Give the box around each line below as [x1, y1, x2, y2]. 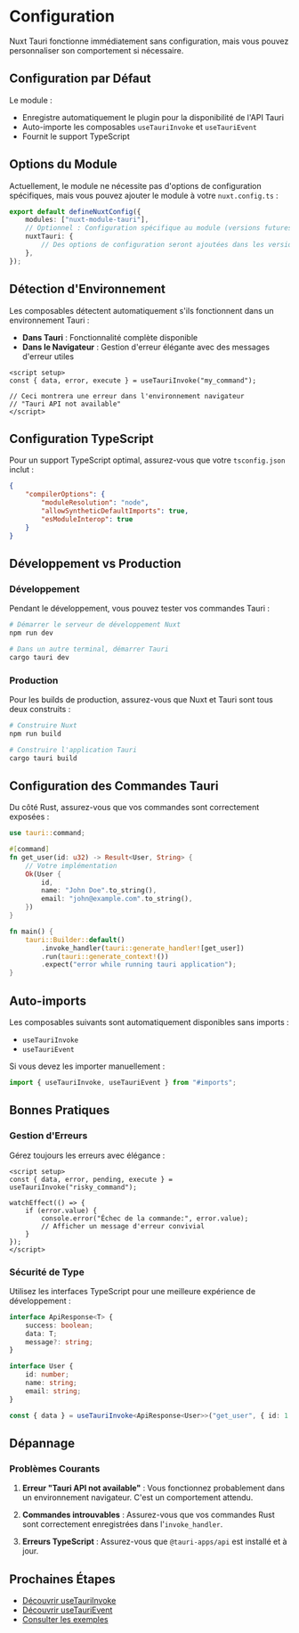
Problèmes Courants [9, 1462, 101, 1474]
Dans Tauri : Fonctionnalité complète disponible [21, 332, 198, 342]
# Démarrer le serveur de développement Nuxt [9, 620, 181, 629]
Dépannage [9, 1435, 76, 1450]
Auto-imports [9, 993, 87, 1008]
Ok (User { [25, 869, 62, 879]
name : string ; [25, 1379, 77, 1388]
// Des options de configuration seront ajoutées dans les [41, 241, 265, 250]
